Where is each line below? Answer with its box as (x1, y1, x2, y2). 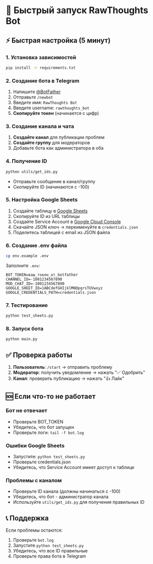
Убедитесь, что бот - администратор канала (13, 494, 109, 500)
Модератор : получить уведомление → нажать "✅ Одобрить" (13, 369, 145, 376)
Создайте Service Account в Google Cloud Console (13, 219, 121, 225)
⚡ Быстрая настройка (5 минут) (6, 36, 111, 45)
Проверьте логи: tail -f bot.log (13, 429, 85, 436)
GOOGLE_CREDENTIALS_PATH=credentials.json (6, 290, 96, 295)
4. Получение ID (6, 158, 47, 165)
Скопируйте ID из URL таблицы (13, 213, 80, 219)
